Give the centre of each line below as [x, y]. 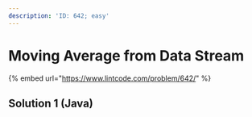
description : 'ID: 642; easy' [59, 16]
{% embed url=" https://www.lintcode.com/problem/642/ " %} [110, 78]
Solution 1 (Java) [51, 103]
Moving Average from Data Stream [126, 55]
